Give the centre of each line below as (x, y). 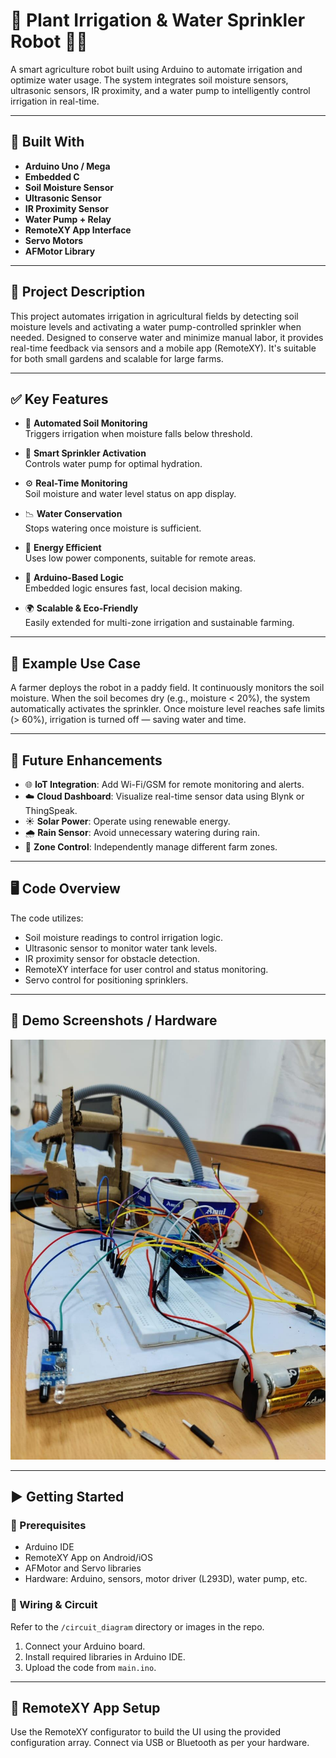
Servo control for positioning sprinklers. (106, 980)
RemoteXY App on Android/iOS (88, 1558)
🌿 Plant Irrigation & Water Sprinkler (158, 20)
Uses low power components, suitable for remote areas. (140, 558)
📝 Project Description (78, 292)
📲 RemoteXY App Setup (85, 1708)
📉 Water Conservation (73, 514)
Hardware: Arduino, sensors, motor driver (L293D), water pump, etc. (166, 1579)
